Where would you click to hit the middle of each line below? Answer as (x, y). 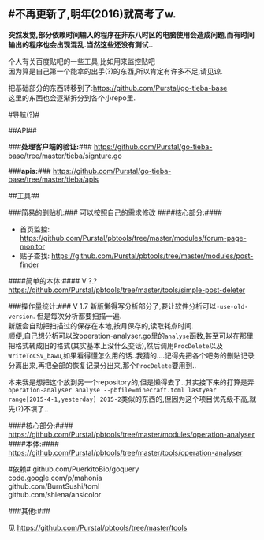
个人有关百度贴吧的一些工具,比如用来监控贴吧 (82, 61)
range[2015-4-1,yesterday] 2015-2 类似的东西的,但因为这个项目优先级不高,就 (132, 399)
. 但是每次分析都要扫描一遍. (77, 316)
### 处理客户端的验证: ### (50, 146)
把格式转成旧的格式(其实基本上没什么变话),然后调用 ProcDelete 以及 (115, 345)
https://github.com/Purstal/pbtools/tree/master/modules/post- (152, 256)
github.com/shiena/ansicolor (55, 494)
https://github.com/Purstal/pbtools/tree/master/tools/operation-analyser (125, 452)
